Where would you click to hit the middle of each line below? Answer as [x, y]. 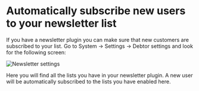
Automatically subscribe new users [96, 11]
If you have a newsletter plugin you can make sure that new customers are [98, 40]
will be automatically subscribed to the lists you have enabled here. [88, 82]
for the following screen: [36, 52]
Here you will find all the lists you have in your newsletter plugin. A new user [99, 75]
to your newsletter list [62, 23]
